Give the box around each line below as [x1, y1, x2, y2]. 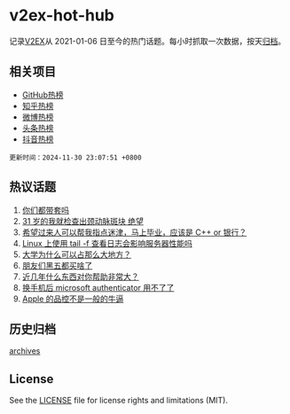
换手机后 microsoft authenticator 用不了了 [21, 282, 175, 293]
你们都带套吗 [21, 205, 69, 215]
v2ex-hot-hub [9, 5, 115, 26]
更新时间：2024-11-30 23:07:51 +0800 [9, 152, 142, 162]
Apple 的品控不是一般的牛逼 [21, 293, 124, 304]
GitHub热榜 [21, 90, 64, 100]
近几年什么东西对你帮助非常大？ [21, 271, 139, 282]
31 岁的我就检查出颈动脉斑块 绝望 [21, 215, 145, 226]
